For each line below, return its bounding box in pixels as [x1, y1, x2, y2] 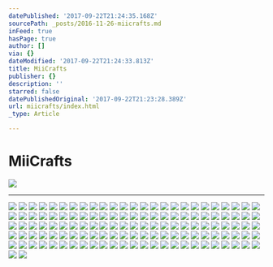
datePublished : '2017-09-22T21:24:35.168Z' [8, 11, 158, 20]
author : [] [8, 42, 45, 50]
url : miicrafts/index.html [8, 102, 100, 110]
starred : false [8, 87, 60, 96]
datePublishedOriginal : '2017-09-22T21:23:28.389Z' [8, 95, 187, 103]
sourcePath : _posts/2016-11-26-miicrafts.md [8, 19, 162, 28]
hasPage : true [8, 34, 57, 43]
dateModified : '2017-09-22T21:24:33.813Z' [8, 58, 154, 66]
